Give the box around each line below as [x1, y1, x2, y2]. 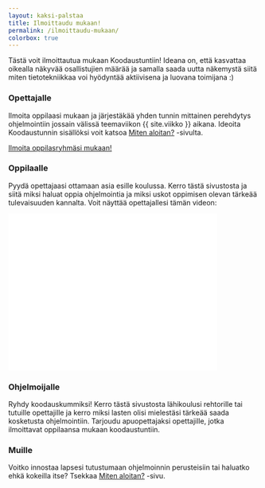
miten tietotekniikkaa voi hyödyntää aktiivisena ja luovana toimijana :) [8, 72, 235, 82]
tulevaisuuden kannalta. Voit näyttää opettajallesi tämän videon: [8, 197, 217, 207]
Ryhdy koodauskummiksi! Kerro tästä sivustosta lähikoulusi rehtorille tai [8, 400, 243, 409]
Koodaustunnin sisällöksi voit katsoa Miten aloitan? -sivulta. [8, 127, 204, 137]
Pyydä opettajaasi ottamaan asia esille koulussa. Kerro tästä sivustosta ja [8, 181, 247, 190]
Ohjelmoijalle [8, 381, 60, 392]
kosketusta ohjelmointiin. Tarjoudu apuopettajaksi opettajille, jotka [8, 416, 224, 426]
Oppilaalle [8, 162, 49, 174]
